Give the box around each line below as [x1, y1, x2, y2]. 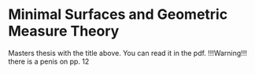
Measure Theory [8, 22, 120, 40]
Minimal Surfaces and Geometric [8, 6, 228, 24]
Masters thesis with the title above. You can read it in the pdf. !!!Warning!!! [8, 48, 248, 57]
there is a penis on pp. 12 [8, 57, 90, 66]
